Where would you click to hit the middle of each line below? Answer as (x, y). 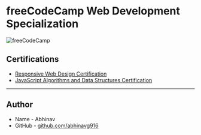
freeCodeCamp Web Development (93, 11)
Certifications (33, 59)
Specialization (42, 24)
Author (19, 105)
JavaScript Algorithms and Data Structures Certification (83, 80)
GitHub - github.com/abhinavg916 (57, 125)
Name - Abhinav (35, 119)
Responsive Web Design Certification (61, 74)
